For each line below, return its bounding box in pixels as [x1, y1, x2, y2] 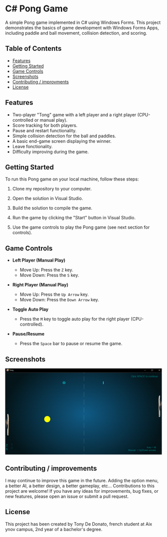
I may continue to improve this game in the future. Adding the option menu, [5, 477, 159, 483]
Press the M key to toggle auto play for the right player [19, 316, 130, 322]
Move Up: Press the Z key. [19, 267, 74, 273]
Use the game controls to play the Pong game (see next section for [12, 224, 150, 230]
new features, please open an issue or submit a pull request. [5, 493, 129, 499]
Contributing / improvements [5, 464, 97, 473]
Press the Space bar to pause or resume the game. [19, 341, 123, 347]
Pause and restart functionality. [12, 127, 77, 133]
